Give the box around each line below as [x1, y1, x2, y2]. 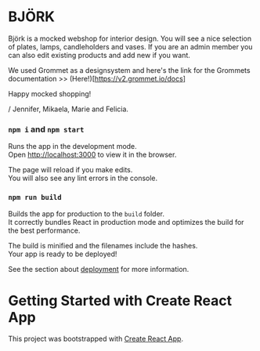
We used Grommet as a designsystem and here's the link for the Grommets [8, 65, 251, 74]
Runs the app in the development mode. [8, 142, 137, 151]
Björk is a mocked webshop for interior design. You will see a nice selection [8, 34, 252, 43]
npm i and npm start [8, 124, 85, 135]
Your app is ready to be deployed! [8, 249, 117, 259]
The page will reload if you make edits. [8, 165, 133, 175]
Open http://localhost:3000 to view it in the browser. [8, 150, 177, 160]
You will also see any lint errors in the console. [8, 173, 158, 183]
